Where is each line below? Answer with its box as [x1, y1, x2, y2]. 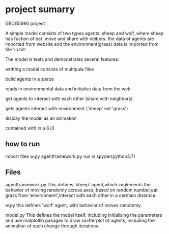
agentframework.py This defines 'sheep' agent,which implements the [5, 181, 151, 187]
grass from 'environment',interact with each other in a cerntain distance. [5, 192, 157, 198]
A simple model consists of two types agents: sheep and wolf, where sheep [5, 30, 164, 36]
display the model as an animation [5, 115, 77, 121]
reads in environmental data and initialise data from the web [5, 85, 131, 92]
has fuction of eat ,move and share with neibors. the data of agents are [5, 36, 154, 42]
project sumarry [5, 4, 75, 15]
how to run [5, 140, 40, 148]
